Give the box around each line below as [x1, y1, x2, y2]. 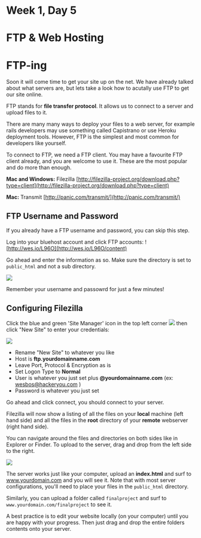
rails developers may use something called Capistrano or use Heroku [6, 127, 176, 134]
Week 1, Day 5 [6, 4, 77, 17]
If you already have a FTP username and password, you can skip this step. [6, 227, 190, 234]
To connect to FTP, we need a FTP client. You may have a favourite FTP [6, 151, 183, 159]
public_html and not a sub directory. [6, 263, 96, 270]
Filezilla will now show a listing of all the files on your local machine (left [6, 410, 184, 417]
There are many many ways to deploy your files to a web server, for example [6, 120, 195, 128]
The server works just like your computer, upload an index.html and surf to [6, 470, 191, 477]
